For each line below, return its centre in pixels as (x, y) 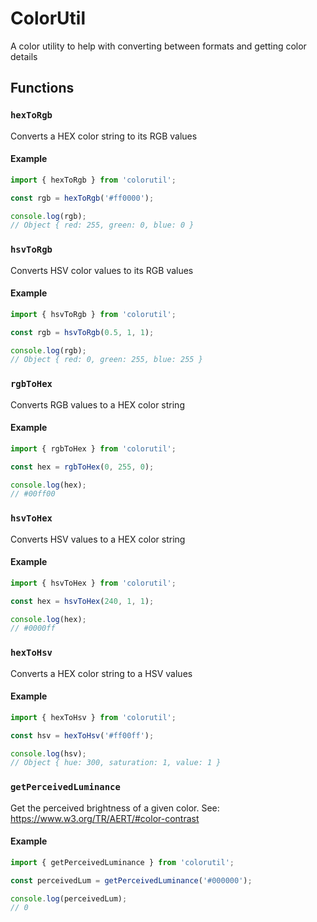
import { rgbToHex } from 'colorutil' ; (93, 448)
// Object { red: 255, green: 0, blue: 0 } (102, 225)
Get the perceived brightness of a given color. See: (115, 808)
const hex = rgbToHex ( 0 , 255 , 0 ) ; (82, 467)
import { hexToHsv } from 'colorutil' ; (93, 717)
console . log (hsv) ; (48, 753)
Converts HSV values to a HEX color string (98, 539)
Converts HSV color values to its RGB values (102, 270)
